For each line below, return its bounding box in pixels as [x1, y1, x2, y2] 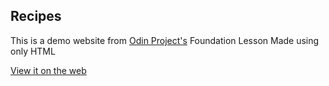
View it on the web [10, 64, 87, 76]
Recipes [10, 8, 62, 25]
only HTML [10, 45, 56, 57]
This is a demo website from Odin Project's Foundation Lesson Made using [10, 34, 320, 46]
